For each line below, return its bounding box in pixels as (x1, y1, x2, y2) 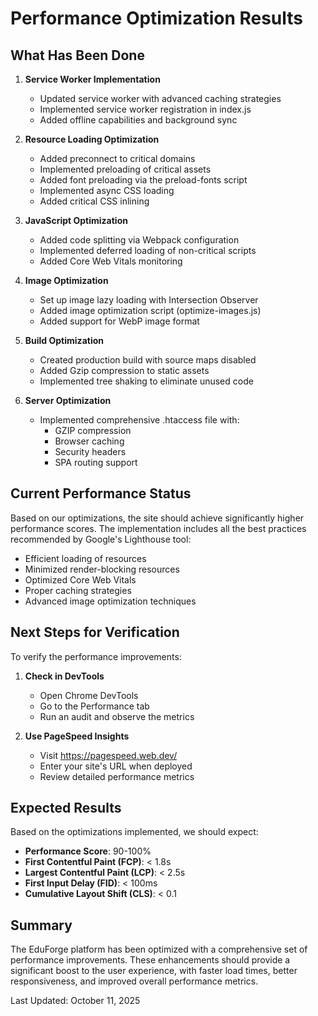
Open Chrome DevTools (39, 689, 139, 701)
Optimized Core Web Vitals (24, 573, 137, 586)
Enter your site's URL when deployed (39, 760, 193, 772)
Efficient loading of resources (24, 552, 147, 564)
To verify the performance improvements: (10, 650, 182, 662)
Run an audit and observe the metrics (39, 710, 195, 722)
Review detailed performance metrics (39, 770, 195, 782)
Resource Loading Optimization (24, 133, 160, 145)
